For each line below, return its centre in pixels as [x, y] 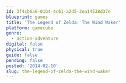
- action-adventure [35, 39]
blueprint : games [27, 17]
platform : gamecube [30, 28]
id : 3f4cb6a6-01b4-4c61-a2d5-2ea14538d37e [58, 11]
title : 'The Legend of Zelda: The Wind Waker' [64, 22]
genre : [14, 33]
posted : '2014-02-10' [32, 66]
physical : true [24, 50]
